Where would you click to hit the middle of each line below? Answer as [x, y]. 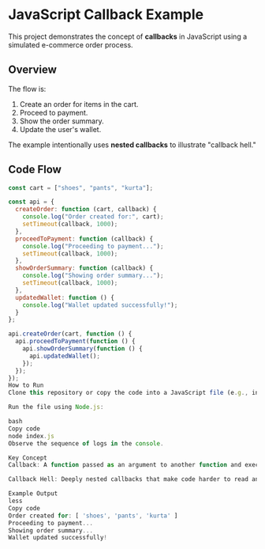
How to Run [26, 385]
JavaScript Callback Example [106, 15]
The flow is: [27, 89]
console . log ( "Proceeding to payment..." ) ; [93, 246]
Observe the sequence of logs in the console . [86, 443]
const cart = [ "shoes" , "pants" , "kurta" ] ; [81, 187]
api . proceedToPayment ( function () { [75, 342]
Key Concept [28, 458]
